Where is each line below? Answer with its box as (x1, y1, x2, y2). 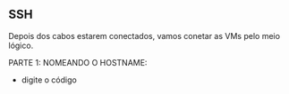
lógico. (8, 40, 34, 51)
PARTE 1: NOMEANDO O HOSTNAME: (8, 57, 148, 67)
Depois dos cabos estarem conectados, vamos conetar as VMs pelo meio (8, 30, 281, 41)
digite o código (21, 74, 77, 85)
